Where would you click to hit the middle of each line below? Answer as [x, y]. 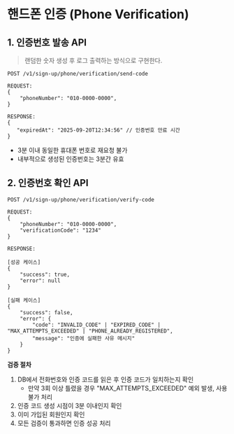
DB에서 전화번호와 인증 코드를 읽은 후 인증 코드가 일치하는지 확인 [105, 379]
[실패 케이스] [24, 300]
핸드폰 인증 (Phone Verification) [98, 14]
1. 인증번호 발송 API [47, 42]
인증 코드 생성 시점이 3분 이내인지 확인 [70, 405]
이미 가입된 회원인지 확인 [51, 414]
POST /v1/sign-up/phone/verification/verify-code [81, 199]
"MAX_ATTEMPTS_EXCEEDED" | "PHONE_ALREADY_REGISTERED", [90, 331]
